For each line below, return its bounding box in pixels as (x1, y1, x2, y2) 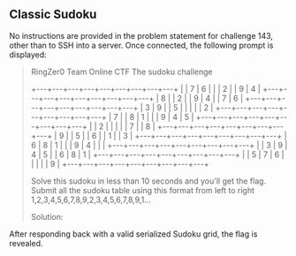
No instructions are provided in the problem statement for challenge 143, (9, 30, 274, 41)
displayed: (9, 49, 47, 60)
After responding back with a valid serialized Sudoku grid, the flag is (9, 229, 258, 239)
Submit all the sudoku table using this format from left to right (30, 184, 254, 195)
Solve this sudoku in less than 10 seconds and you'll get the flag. (30, 176, 267, 186)
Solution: (30, 211, 64, 222)
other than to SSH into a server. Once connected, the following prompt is (9, 40, 274, 50)
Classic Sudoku (9, 7, 97, 22)
